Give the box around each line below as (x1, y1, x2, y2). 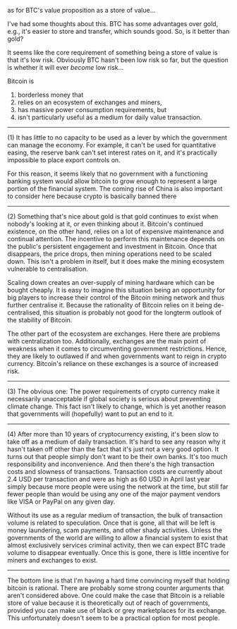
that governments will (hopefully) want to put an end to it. (7, 410, 174, 418)
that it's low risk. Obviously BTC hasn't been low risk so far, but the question (7, 56, 229, 64)
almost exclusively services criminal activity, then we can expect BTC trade (7, 541, 226, 549)
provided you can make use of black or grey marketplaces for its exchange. (7, 606, 227, 614)
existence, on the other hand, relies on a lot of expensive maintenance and (7, 227, 224, 236)
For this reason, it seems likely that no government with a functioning (7, 169, 208, 178)
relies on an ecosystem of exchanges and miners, (17, 98, 162, 106)
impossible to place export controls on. (7, 156, 121, 164)
